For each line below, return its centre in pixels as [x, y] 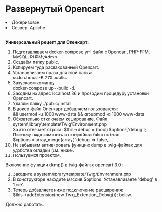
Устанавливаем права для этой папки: [52, 72]
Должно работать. [25, 204]
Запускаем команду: [34, 83]
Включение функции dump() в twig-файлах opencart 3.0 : [64, 165]
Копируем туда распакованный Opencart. [56, 67]
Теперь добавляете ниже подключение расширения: [68, 190]
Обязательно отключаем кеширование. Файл [60, 119]
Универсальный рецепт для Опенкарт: [47, 42]
